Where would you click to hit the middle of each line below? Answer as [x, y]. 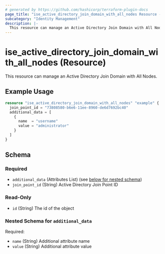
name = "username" [38, 121]
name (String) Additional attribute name [51, 241]
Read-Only [18, 198]
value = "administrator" [43, 126]
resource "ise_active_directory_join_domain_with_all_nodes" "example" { [82, 103]
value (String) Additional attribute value [52, 247]
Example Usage [29, 92]
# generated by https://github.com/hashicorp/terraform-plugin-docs [77, 10]
